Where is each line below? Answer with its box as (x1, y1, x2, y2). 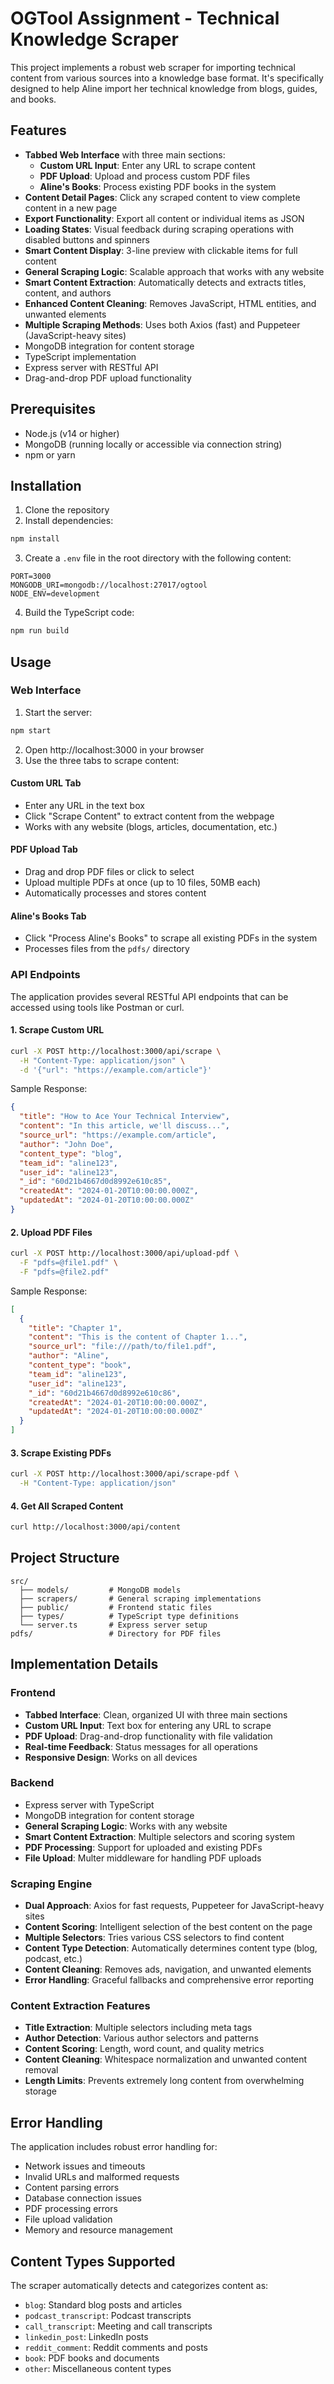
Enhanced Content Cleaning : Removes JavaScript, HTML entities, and (24, 297, 317, 309)
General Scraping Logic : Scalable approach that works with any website (24, 265, 325, 277)
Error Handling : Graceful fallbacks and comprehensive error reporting (24, 1974, 315, 1986)
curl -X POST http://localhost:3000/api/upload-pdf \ (10, 1248, 240, 1259)
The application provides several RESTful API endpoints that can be (10, 990, 289, 1002)
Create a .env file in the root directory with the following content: (24, 552, 292, 564)
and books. (10, 93, 57, 105)
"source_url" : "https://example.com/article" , (19, 1130, 217, 1141)
